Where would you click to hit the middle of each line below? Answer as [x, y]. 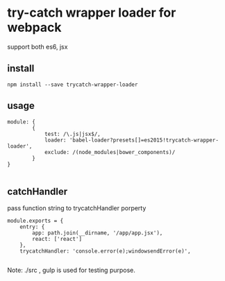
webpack [34, 27]
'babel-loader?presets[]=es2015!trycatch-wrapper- [144, 140]
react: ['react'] [57, 239]
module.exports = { [35, 221]
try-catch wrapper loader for [92, 13]
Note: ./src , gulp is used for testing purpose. [71, 270]
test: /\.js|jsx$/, [72, 134]
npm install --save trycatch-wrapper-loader [73, 85]
